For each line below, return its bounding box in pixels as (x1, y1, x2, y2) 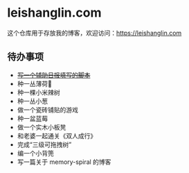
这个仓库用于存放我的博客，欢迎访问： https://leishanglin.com (7, 28, 182, 37)
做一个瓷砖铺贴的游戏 (17, 106, 78, 114)
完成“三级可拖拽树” (17, 140, 72, 149)
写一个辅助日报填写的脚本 (17, 71, 91, 79)
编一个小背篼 (17, 149, 54, 157)
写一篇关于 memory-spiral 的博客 (17, 158, 111, 166)
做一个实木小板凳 (17, 123, 66, 131)
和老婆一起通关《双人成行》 (17, 131, 97, 140)
